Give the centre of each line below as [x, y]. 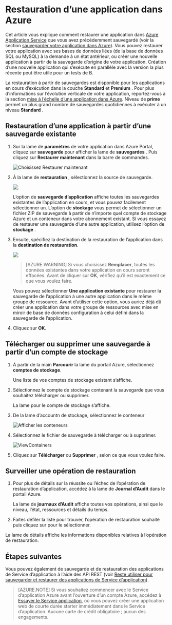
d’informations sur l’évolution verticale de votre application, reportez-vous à [85, 93]
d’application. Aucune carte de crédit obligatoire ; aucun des [82, 612]
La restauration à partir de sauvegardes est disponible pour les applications [85, 83]
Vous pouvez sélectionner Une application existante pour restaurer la [87, 290]
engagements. [33, 617]
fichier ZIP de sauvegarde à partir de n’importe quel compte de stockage [90, 213]
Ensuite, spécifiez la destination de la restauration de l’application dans [88, 239]
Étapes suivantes [34, 556]
